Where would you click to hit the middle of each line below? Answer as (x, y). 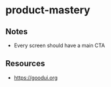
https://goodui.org (35, 77)
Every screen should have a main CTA (59, 45)
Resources (25, 64)
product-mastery (48, 10)
